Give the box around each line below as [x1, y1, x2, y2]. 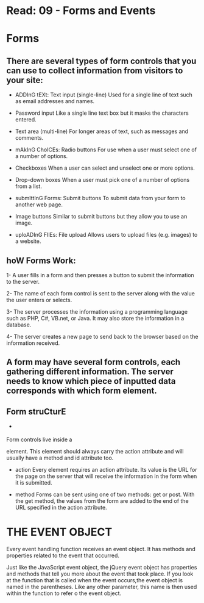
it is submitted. [15, 478, 53, 486]
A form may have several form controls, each [6, 357, 181, 367]
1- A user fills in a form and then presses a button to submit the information [6, 272, 195, 278]
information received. [6, 339, 60, 347]
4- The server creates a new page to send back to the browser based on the [6, 333, 199, 340]
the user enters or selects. [6, 297, 72, 303]
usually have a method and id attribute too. [6, 454, 114, 461]
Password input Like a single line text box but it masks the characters [15, 109, 189, 117]
